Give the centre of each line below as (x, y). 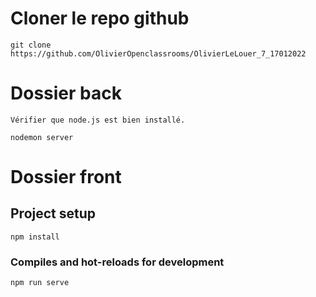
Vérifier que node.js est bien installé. (98, 120)
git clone (31, 45)
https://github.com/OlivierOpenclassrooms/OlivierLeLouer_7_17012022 (158, 53)
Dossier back (66, 93)
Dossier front (66, 177)
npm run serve (40, 283)
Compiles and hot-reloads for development (117, 262)
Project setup (53, 213)
